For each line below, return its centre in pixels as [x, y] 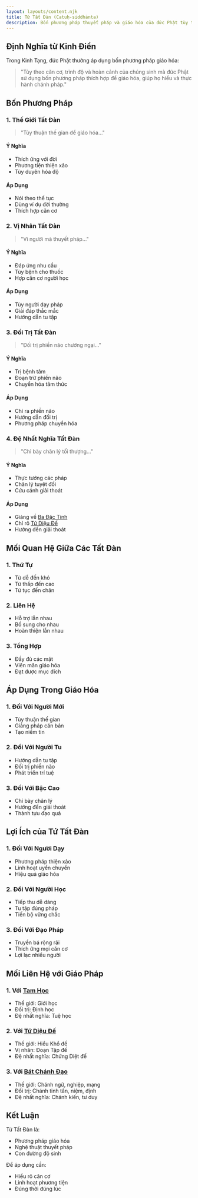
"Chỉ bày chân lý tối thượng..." [57, 451]
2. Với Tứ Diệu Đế [31, 1031]
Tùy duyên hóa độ [37, 172]
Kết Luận [23, 1115]
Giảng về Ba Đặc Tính [41, 517]
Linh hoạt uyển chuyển [42, 868]
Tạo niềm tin [30, 732]
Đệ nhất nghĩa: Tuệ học [43, 1015]
